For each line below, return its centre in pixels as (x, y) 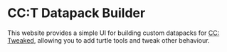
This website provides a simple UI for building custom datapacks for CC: (114, 33)
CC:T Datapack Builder (76, 13)
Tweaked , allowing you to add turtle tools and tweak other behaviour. (109, 40)
